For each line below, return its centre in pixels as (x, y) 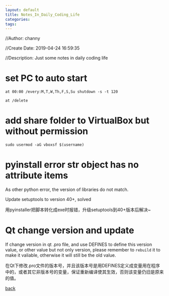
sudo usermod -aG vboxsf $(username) (45, 145)
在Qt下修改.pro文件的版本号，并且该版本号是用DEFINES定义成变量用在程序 (82, 265)
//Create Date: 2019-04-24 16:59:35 (43, 48)
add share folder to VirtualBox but (77, 120)
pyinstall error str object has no (72, 165)
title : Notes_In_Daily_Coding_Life (43, 15)
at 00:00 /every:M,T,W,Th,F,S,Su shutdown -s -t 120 (62, 92)
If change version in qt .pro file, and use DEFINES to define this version (79, 244)
